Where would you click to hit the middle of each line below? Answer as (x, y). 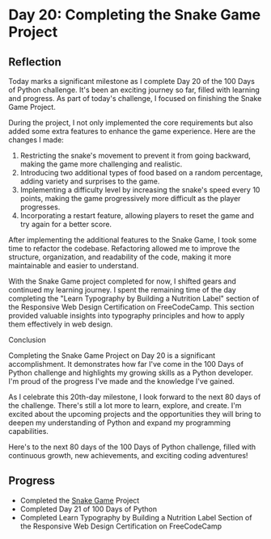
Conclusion (28, 340)
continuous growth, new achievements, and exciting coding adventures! (128, 455)
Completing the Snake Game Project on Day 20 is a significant (112, 356)
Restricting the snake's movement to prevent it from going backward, (135, 156)
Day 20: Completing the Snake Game (135, 15)
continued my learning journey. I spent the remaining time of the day (122, 290)
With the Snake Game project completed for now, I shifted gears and (122, 281)
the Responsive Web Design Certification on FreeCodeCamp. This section (131, 307)
